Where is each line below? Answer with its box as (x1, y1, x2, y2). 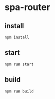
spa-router (4, 2, 51, 13)
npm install (4, 35, 29, 40)
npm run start (4, 62, 34, 67)
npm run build (4, 88, 34, 94)
